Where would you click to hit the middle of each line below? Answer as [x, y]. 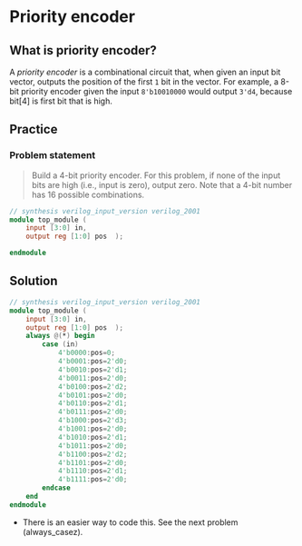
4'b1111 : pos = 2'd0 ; [93, 480]
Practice [34, 129]
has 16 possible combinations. [88, 194]
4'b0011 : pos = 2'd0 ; [93, 378]
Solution [34, 281]
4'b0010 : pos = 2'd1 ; [93, 370]
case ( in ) [60, 344]
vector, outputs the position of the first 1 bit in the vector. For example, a [144, 82]
